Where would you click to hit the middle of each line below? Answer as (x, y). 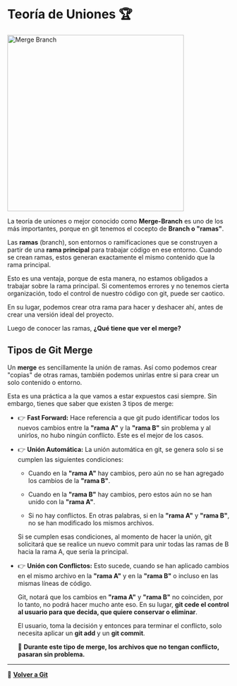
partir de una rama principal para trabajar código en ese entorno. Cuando (115, 250)
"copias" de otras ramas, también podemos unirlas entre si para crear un (113, 374)
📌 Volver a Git (28, 674)
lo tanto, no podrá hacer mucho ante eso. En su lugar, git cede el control (123, 604)
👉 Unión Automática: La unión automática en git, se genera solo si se (120, 449)
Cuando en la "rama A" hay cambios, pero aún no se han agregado (126, 473)
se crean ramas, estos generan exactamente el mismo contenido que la (111, 257)
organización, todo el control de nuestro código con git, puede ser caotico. (116, 293)
